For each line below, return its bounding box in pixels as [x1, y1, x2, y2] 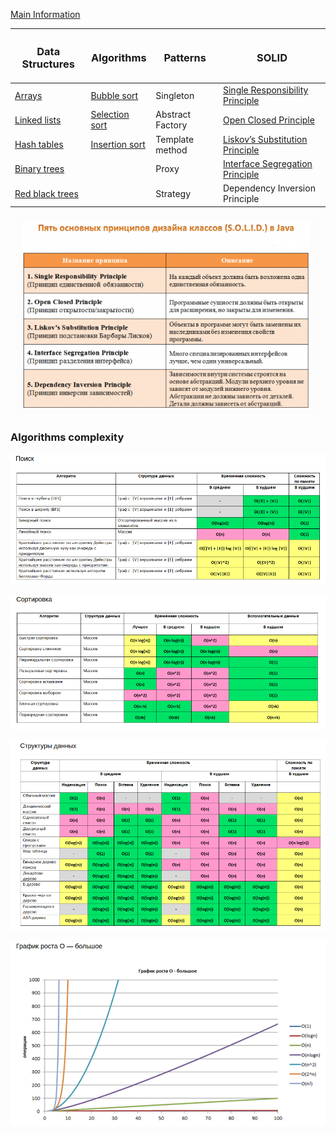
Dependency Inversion [223, 182, 316, 194]
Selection [90, 109, 130, 121]
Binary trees [14, 163, 65, 175]
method [155, 144, 188, 156]
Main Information [10, 9, 81, 20]
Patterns [163, 51, 207, 65]
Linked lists [14, 114, 62, 126]
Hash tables [14, 139, 64, 151]
